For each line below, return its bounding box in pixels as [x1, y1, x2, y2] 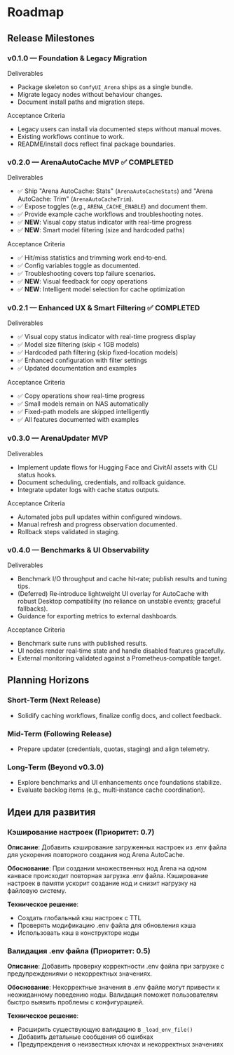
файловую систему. [7, 887, 67, 895]
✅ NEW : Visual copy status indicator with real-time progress [17, 218, 192, 227]
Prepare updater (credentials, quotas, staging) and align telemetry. [17, 745, 210, 753]
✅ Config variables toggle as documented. [17, 261, 141, 270]
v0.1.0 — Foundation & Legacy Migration [7, 53, 147, 63]
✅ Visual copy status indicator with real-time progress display [17, 333, 196, 341]
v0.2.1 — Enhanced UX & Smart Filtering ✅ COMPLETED [7, 303, 200, 313]
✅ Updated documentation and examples [17, 364, 137, 373]
